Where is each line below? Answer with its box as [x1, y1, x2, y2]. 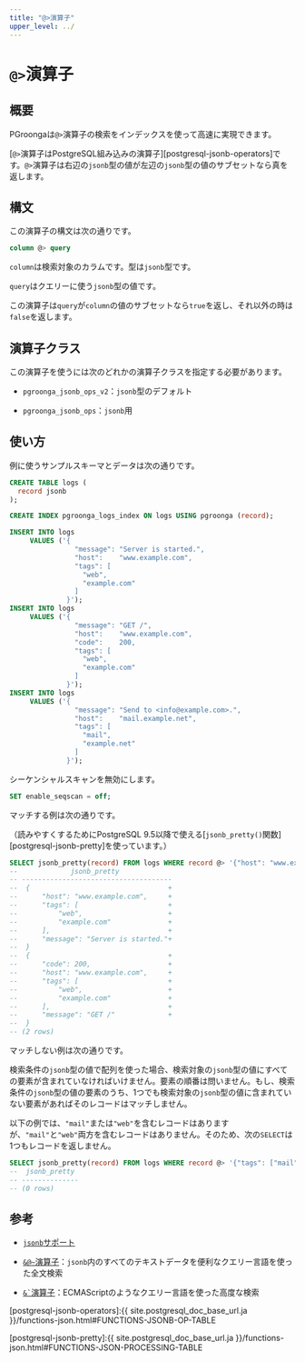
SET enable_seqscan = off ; [9, 792, 112, 801]
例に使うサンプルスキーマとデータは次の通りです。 [9, 460, 200, 471]
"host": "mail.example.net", [74, 714, 197, 723]
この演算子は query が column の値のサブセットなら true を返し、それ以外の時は [9, 300, 293, 311]
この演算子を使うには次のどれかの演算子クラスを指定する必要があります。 [9, 366, 288, 377]
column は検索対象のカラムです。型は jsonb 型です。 [9, 261, 196, 273]
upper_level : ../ [9, 22, 75, 31]
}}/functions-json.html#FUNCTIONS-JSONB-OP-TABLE [9, 1315, 216, 1326]
